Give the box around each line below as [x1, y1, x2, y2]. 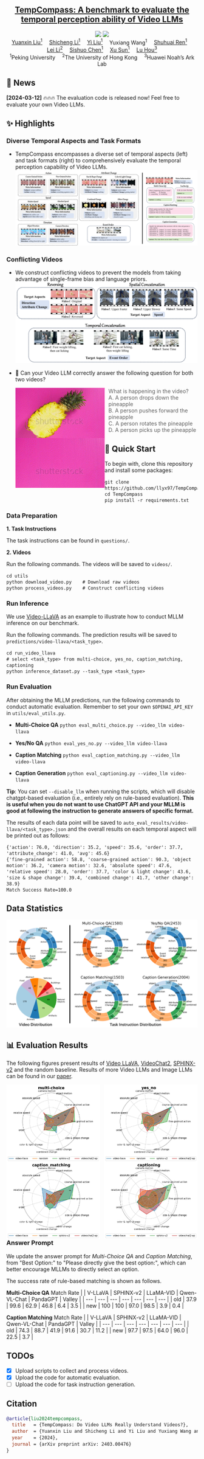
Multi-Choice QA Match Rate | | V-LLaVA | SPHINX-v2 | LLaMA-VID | [6, 1289, 178, 1296]
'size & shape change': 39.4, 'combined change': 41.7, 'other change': [6, 875, 194, 881]
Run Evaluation [6, 682, 52, 691]
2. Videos [6, 549, 32, 556]
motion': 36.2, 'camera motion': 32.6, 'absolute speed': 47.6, [6, 862, 172, 868]
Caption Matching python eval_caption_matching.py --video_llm [15, 751, 180, 758]
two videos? [15, 375, 46, 383]
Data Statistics [6, 903, 63, 913]
